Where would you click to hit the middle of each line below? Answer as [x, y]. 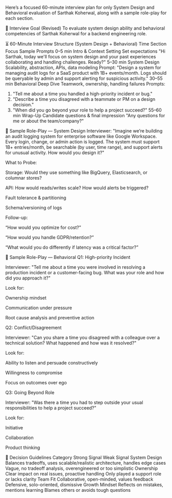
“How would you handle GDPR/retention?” [50, 237]
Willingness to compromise [34, 373]
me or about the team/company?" [48, 121]
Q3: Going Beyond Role [30, 393]
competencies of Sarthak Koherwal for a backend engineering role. [76, 34]
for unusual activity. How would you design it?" [55, 153]
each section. [20, 18]
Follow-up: [17, 218]
